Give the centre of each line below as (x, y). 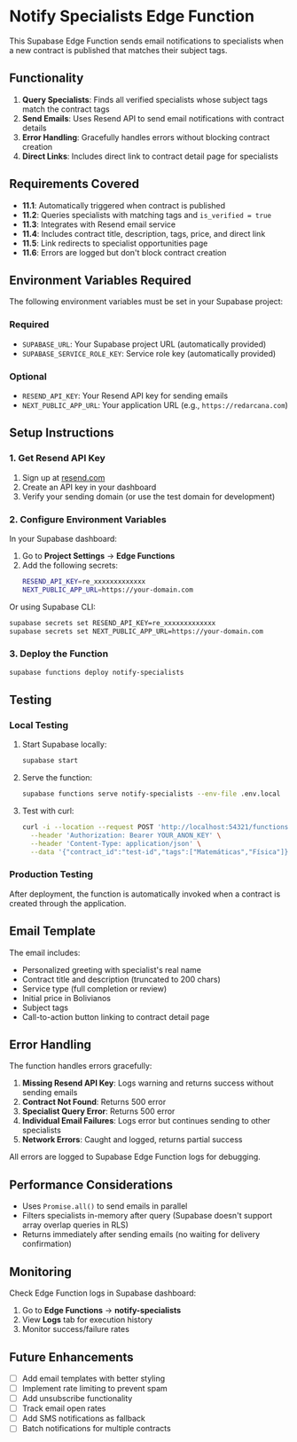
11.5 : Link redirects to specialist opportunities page (115, 243)
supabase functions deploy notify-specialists (97, 672)
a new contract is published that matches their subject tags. (118, 50)
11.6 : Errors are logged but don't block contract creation (124, 252)
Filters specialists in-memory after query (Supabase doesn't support (147, 1216)
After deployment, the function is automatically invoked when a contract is (145, 894)
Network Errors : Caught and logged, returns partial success (132, 1140)
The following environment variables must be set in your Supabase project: (146, 302)
